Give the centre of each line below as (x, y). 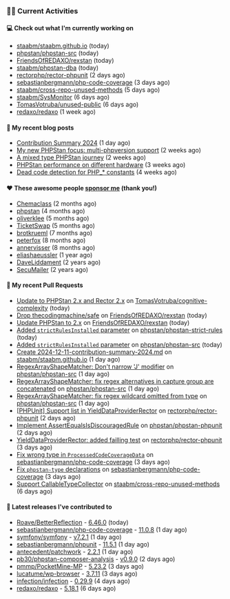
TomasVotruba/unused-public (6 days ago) (77, 105)
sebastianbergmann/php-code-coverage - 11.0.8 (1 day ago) (102, 529)
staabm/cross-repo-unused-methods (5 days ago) (88, 90)
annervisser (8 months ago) (56, 247)
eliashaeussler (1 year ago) (54, 255)
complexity (32, 308)
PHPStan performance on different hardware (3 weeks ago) (101, 165)
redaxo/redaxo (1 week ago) (56, 112)
